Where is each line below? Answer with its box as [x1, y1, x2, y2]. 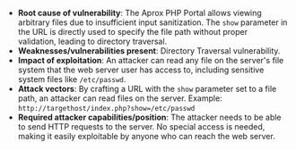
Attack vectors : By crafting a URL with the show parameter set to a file [17, 84, 277, 94]
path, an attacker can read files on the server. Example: [17, 93, 222, 104]
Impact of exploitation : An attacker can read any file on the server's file [17, 55, 284, 65]
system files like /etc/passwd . [17, 74, 126, 84]
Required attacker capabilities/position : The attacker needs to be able [17, 112, 282, 122]
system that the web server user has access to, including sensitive [17, 64, 265, 75]
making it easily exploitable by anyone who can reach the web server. [17, 131, 275, 141]
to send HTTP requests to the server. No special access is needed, [17, 121, 266, 132]
